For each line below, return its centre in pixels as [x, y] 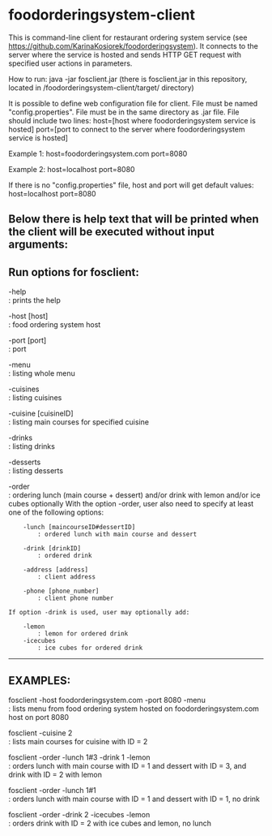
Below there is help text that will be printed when [134, 220]
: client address [66, 577]
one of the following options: [56, 512]
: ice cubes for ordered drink [90, 648]
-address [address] [56, 570]
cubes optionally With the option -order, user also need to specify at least [131, 504]
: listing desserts [36, 471]
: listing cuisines [35, 398]
